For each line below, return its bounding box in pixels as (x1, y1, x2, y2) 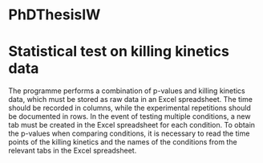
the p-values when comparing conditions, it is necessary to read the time (8, 128, 250, 138)
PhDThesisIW (8, 6, 101, 24)
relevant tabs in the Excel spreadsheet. (8, 146, 137, 156)
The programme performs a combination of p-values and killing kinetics (8, 86, 246, 96)
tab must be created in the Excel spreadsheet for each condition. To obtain (8, 120, 255, 130)
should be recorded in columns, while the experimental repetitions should (8, 103, 251, 113)
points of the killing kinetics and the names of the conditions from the (8, 137, 238, 147)
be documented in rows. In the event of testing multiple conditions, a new (8, 112, 251, 121)
